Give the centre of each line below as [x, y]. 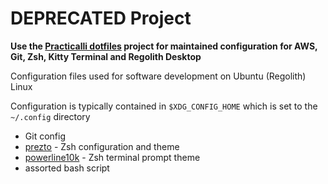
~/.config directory [50, 116]
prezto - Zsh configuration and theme [102, 146]
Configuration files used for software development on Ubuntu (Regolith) [158, 76]
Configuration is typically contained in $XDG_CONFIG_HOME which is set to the [164, 106]
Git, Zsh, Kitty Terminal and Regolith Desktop [106, 56]
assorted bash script [67, 168]
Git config [45, 136]
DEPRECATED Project [101, 18]
